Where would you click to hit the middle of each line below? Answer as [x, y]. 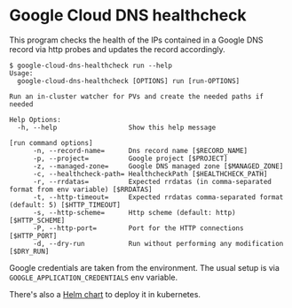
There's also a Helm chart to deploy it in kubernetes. [105, 294]
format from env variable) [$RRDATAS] [81, 189]
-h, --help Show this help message [117, 127]
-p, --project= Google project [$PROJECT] [130, 158]
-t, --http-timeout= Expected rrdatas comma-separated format [158, 197]
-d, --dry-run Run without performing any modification [158, 243]
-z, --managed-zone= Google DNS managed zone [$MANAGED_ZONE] [158, 166]
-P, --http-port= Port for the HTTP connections [138, 228]
